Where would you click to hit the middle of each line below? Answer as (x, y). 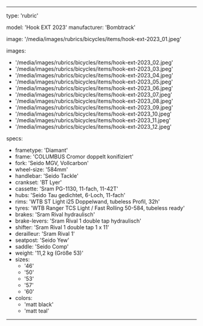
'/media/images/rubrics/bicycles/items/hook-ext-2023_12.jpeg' (93, 127)
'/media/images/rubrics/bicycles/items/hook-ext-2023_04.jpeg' (94, 75)
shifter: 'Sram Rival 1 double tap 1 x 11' (62, 227)
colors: (24, 298)
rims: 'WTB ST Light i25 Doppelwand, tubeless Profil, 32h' (87, 201)
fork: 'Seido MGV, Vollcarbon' (52, 163)
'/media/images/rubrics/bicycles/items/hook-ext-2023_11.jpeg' (93, 120)
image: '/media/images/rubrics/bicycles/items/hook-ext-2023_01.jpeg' (94, 39)
